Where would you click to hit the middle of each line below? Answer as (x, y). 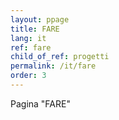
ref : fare (31, 47)
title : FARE (35, 29)
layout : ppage (40, 19)
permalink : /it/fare (53, 66)
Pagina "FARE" (40, 103)
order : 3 (28, 76)
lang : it (28, 38)
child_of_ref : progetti (60, 57)
